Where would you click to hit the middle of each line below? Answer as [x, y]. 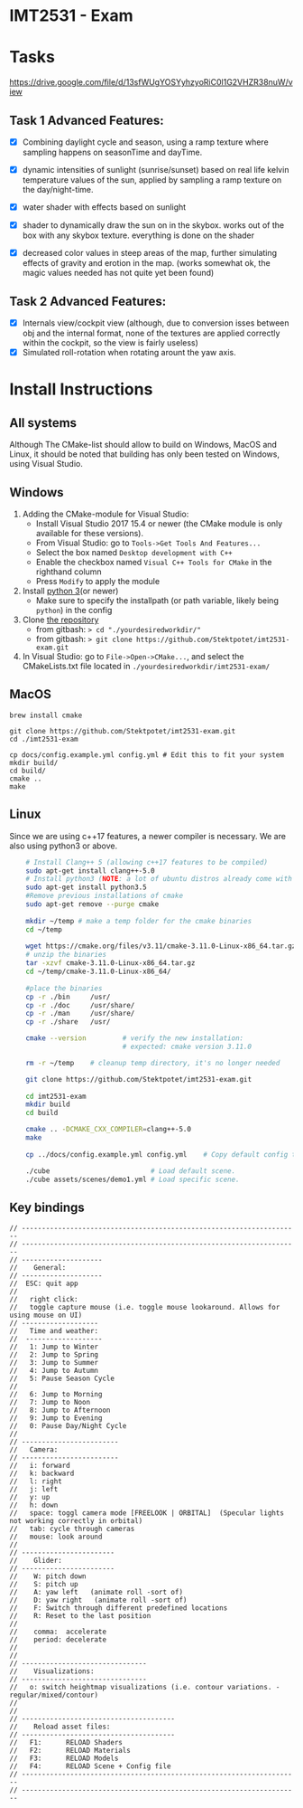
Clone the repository [60, 620]
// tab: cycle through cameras [72, 1529]
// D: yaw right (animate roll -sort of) [98, 1600]
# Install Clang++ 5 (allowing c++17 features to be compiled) [147, 862]
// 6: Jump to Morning [56, 1395]
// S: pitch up [44, 1585]
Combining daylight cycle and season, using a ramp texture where [145, 142]
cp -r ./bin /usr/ [68, 997]
